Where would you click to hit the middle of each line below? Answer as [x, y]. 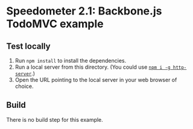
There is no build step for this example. [55, 119]
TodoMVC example [55, 24]
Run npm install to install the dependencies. [71, 61]
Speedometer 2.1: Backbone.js [84, 11]
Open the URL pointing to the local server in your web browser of [96, 80]
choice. [24, 86]
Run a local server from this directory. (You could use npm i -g [93, 67]
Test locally [28, 46]
